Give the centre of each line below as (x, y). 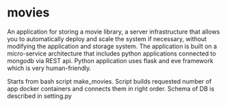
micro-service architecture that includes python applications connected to (112, 53)
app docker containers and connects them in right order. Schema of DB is (111, 88)
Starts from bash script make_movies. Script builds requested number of (109, 81)
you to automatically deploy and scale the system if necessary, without (107, 38)
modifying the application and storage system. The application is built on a (112, 46)
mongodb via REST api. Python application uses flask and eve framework (110, 60)
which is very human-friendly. (49, 68)
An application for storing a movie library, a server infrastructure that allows (113, 32)
